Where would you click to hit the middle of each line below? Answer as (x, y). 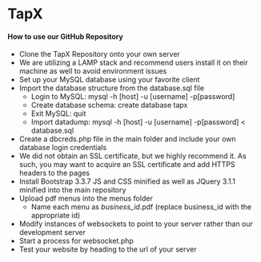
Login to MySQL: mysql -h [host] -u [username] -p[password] (133, 97)
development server (52, 232)
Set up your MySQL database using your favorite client (109, 80)
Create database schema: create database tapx (109, 105)
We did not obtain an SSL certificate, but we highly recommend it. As (133, 156)
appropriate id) (56, 216)
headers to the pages (54, 173)
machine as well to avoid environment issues (93, 71)
